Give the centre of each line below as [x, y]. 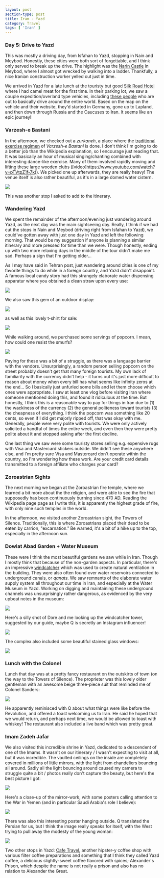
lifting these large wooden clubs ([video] [46, 167]
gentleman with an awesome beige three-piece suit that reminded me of [78, 684]
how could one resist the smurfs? [39, 342]
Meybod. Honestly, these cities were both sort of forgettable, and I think [78, 61]
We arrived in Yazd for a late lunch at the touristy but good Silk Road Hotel [80, 86]
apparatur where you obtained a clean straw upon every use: [67, 281]
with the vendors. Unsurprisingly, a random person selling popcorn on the [80, 366]
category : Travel [23, 23]
